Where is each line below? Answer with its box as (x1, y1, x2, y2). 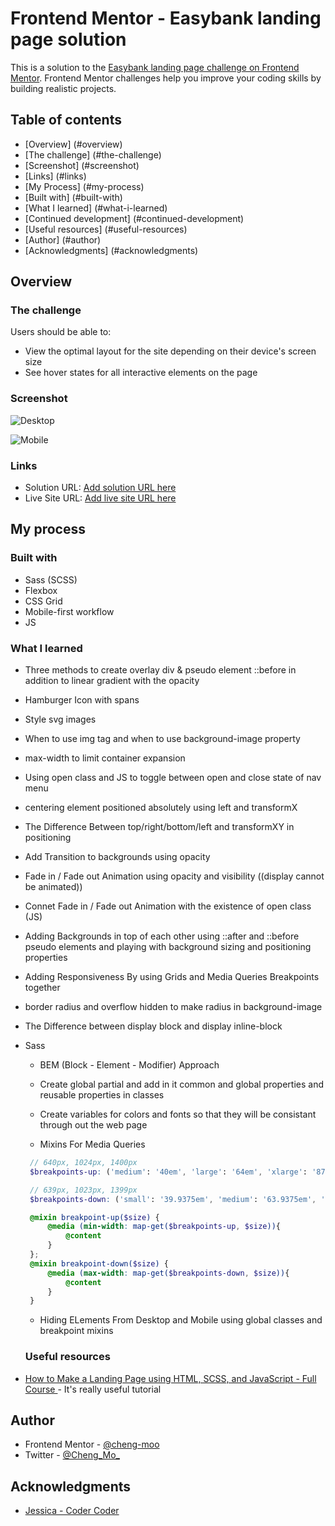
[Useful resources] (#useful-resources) (24, 223, 188, 235)
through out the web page (39, 1119, 148, 1131)
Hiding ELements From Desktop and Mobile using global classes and (39, 1314, 323, 1326)
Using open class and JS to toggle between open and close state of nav (24, 772, 322, 784)
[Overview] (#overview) (24, 138, 123, 150)
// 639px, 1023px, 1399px (29, 1185, 138, 1195)
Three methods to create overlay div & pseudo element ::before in (24, 664, 297, 676)
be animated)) (24, 881, 83, 893)
